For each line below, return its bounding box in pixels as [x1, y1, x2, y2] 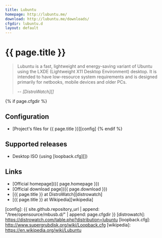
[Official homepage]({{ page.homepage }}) [12, 181, 100, 187]
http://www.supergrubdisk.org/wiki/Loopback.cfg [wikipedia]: [5, 222, 131, 228]
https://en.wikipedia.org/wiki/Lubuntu [5, 227, 81, 233]
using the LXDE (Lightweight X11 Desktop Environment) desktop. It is [17, 69, 157, 75]
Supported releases [5, 140, 68, 148]
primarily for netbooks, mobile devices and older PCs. [17, 79, 127, 85]
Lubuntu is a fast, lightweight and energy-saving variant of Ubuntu [17, 63, 153, 69]
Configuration [5, 112, 49, 121]
